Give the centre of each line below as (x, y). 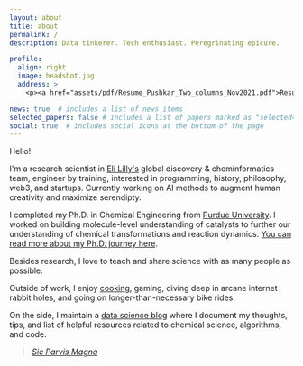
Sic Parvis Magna (64, 352)
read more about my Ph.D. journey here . (83, 243)
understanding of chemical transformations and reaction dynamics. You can (150, 234)
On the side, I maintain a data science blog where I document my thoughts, (149, 316)
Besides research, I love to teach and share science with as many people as (150, 261)
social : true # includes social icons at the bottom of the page (137, 126)
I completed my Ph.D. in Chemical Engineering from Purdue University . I (143, 215)
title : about (34, 26)
